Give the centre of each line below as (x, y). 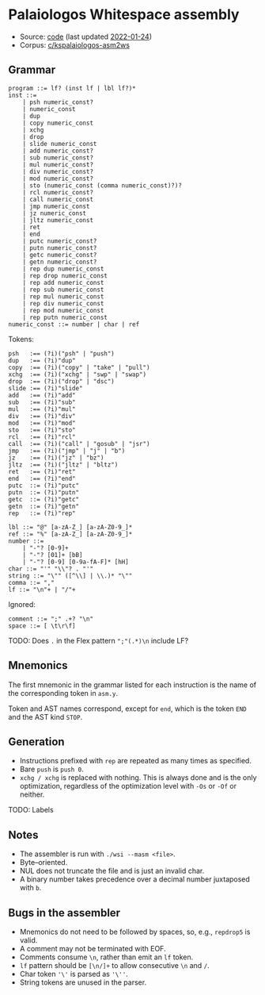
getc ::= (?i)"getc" (44, 499)
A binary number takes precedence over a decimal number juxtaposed (135, 879)
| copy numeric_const (58, 123)
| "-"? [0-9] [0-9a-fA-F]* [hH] (76, 562)
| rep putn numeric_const (65, 317)
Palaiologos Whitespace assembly (124, 15)
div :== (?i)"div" (42, 416)
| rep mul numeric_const (63, 296)
